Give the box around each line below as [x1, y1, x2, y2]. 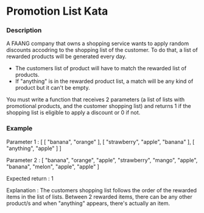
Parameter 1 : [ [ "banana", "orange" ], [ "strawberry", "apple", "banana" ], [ [6, 138, 195, 145]
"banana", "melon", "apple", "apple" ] [6, 163, 99, 170]
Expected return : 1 [6, 175, 54, 182]
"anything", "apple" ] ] [6, 145, 62, 152]
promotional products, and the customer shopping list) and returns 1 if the [6, 103, 192, 110]
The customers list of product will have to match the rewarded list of [15, 65, 187, 72]
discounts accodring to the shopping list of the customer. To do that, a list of [6, 46, 198, 54]
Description [6, 26, 42, 35]
